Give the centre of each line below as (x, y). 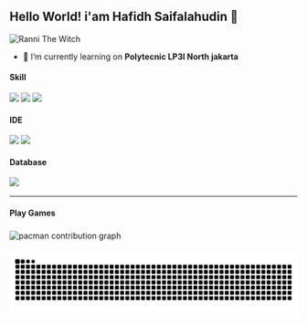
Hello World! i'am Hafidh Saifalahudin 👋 (124, 17)
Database (28, 162)
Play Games (33, 213)
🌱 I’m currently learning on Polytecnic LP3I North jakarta (131, 57)
